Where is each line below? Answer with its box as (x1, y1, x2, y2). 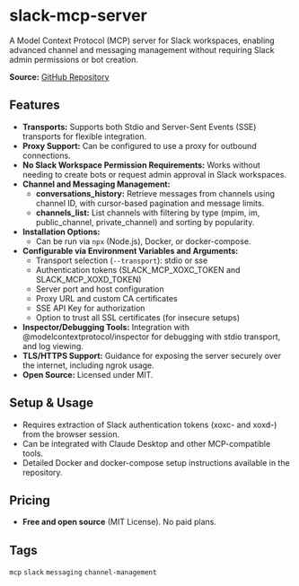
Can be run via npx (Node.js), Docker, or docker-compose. (35, 235, 251, 247)
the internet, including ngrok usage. (22, 360, 154, 371)
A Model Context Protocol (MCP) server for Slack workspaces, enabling (9, 35, 276, 46)
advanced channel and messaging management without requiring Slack (9, 44, 275, 55)
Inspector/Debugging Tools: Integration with (22, 321, 190, 332)
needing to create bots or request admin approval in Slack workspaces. (22, 169, 287, 179)
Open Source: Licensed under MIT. (22, 369, 154, 380)
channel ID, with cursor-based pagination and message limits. (35, 197, 265, 208)
